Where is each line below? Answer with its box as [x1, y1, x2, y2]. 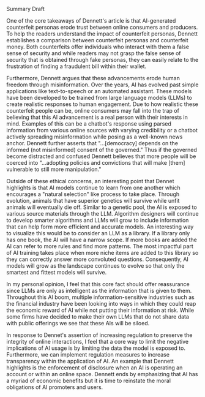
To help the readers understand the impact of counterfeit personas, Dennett [6, 30, 198, 37]
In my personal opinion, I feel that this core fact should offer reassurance [6, 281, 190, 287]
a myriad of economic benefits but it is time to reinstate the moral [6, 377, 171, 384]
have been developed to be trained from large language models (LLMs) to [6, 94, 193, 101]
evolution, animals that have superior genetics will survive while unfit [6, 197, 180, 204]
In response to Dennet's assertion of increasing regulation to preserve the [6, 331, 193, 339]
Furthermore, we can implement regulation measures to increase [6, 351, 170, 358]
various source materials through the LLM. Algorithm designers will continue [6, 210, 199, 217]
